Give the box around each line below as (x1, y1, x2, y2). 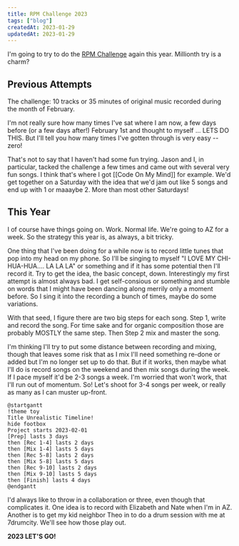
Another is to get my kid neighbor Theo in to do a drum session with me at (7, 510, 225, 519)
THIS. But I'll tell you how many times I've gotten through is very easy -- (7, 133, 219, 143)
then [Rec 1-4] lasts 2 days (7, 439, 94, 446)
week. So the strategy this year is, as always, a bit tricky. (7, 233, 174, 241)
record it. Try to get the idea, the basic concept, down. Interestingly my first (7, 269, 230, 278)
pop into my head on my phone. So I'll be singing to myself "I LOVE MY (7, 254, 216, 263)
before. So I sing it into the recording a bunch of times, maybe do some (7, 292, 217, 300)
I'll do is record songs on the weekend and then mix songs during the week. (7, 365, 230, 373)
